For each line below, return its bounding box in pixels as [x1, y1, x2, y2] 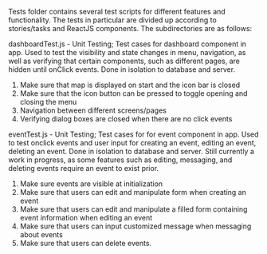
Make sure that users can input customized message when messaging [19, 221, 252, 231]
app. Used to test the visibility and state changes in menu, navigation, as [8, 48, 246, 57]
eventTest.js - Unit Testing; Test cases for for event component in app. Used [8, 129, 259, 139]
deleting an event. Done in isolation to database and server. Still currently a [8, 147, 255, 156]
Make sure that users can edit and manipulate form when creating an [19, 188, 247, 196]
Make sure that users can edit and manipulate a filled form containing [19, 204, 248, 214]
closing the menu [19, 97, 77, 106]
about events [19, 230, 64, 239]
